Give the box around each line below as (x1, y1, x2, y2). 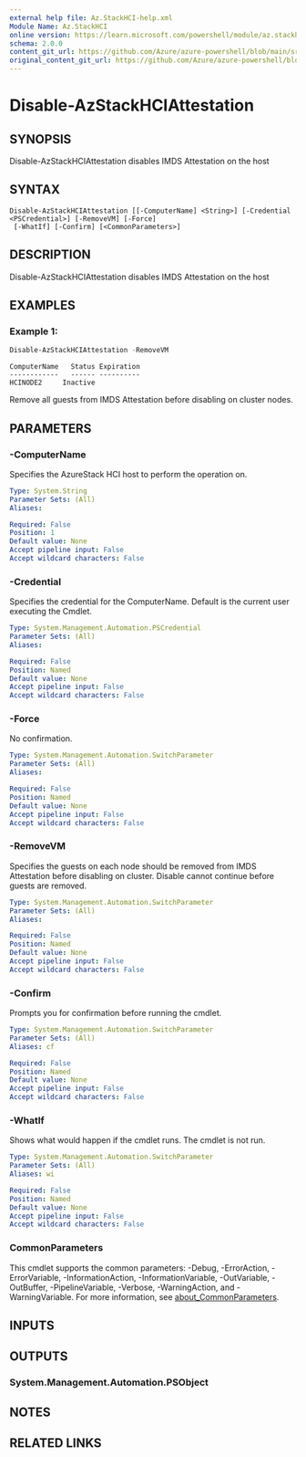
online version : (9, 30, 71, 39)
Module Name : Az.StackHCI (9, 22, 107, 31)
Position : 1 (9, 529, 55, 538)
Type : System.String (9, 486, 88, 496)
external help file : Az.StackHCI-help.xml (9, 13, 173, 23)
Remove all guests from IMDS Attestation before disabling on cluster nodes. (9, 394, 293, 405)
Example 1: (9, 325, 58, 338)
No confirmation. (9, 733, 73, 744)
